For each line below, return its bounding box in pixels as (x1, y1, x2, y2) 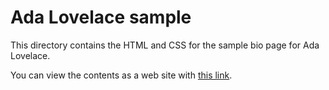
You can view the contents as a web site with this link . (10, 69, 233, 81)
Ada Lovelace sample (10, 6, 192, 29)
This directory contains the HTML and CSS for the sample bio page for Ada (10, 39, 320, 51)
